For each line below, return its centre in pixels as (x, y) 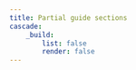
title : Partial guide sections (68, 18)
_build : (40, 35)
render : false (68, 52)
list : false (65, 43)
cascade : (26, 26)
